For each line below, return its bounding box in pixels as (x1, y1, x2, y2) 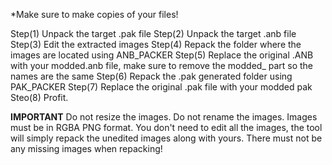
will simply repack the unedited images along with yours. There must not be (10, 132, 323, 144)
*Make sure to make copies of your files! (10, 9, 179, 20)
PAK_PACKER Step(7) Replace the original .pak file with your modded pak (10, 81, 313, 93)
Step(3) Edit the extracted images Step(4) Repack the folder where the (10, 39, 302, 50)
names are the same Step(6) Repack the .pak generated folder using (10, 70, 293, 82)
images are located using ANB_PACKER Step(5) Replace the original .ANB (10, 49, 314, 61)
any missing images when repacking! (10, 143, 163, 154)
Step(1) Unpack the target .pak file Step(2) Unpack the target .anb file (10, 28, 297, 39)
